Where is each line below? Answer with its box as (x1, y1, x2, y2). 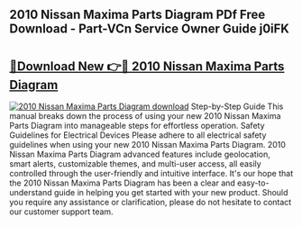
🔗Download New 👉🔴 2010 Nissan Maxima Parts (9, 59, 285, 74)
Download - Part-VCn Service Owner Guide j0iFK (9, 22, 290, 37)
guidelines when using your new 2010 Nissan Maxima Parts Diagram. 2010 (9, 140, 287, 149)
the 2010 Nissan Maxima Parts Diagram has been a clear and (9, 177, 236, 188)
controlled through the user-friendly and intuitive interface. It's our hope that (9, 168, 294, 178)
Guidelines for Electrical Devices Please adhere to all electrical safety (9, 130, 267, 140)
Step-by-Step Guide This (190, 101, 284, 112)
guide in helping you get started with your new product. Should (53, 187, 288, 197)
